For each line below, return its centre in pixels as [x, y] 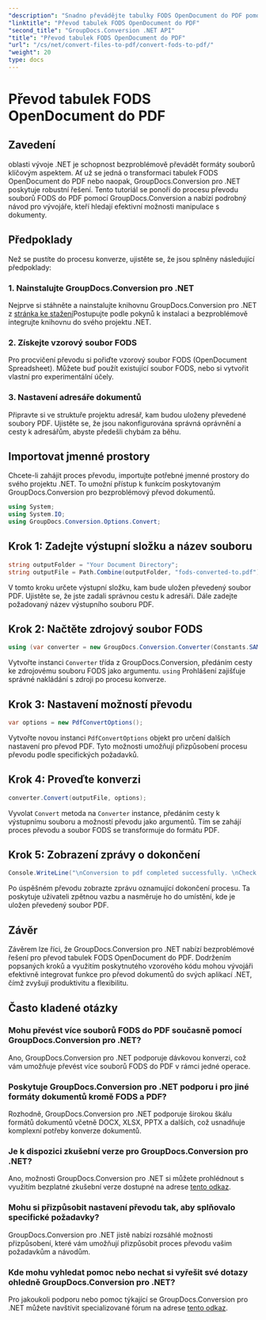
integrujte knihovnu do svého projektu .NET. [80, 321]
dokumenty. [28, 214]
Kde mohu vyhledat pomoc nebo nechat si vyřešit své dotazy [128, 1272]
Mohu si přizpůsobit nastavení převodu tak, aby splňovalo [122, 1207]
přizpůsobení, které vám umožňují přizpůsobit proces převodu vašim [120, 1243]
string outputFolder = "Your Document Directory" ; [93, 564]
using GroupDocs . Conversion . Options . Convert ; [84, 522]
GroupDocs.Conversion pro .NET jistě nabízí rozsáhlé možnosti [111, 1234]
